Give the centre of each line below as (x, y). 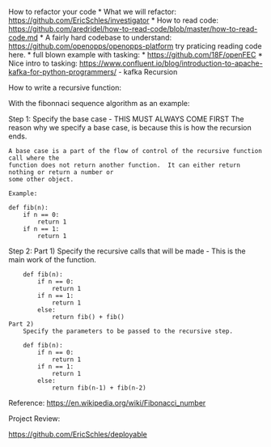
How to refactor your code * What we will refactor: (92, 12)
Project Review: (34, 419)
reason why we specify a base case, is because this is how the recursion (130, 128)
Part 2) (21, 324)
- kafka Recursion (148, 72)
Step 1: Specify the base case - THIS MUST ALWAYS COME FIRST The (126, 119)
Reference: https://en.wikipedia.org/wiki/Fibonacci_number (107, 403)
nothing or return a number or (61, 172)
